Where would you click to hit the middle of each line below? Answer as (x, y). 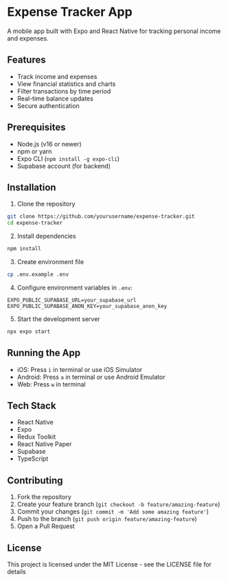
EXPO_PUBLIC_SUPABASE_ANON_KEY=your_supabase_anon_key (87, 306)
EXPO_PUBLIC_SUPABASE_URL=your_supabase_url (72, 300)
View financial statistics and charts (66, 84)
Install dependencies (47, 236)
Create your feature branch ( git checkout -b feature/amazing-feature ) (118, 504)
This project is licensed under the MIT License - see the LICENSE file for (109, 564)
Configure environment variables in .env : (75, 287)
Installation (32, 187)
